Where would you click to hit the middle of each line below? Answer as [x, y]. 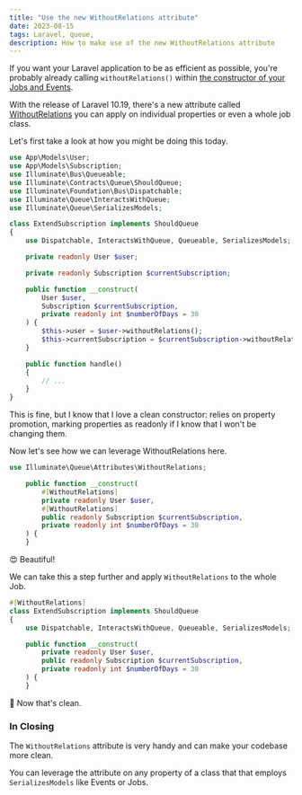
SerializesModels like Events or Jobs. [79, 782]
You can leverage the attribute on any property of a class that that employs [148, 773]
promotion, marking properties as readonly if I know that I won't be [133, 424]
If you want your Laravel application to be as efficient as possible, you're [144, 68]
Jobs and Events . [41, 87]
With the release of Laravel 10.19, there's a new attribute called [125, 105]
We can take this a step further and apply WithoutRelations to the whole [143, 577]
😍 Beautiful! [32, 559]
